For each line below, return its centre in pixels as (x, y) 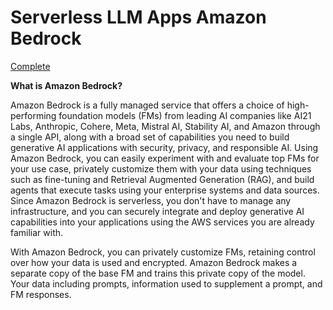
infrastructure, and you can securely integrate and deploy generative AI (157, 211)
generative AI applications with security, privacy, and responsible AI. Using (164, 147)
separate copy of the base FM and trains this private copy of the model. (158, 273)
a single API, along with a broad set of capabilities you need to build (150, 137)
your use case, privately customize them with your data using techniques (161, 168)
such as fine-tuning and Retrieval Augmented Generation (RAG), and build (162, 179)
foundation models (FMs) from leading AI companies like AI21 (185, 115)
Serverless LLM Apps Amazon (138, 17)
